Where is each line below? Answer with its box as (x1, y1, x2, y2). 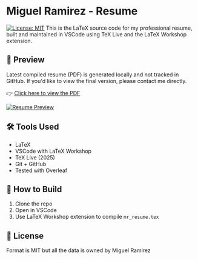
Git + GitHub (15, 160, 47, 167)
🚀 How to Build (6, 184, 62, 195)
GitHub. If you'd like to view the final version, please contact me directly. (6, 77, 187, 84)
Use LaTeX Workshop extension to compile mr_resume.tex (15, 213, 159, 221)
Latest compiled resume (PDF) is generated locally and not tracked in (6, 71, 179, 78)
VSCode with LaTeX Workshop (15, 147, 92, 155)
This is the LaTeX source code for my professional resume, (45, 24, 193, 32)
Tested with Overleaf (15, 167, 68, 174)
